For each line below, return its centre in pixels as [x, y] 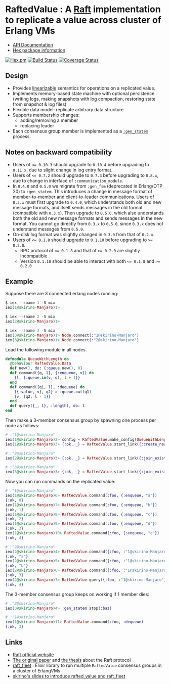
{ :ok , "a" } [17, 556]
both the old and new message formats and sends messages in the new [88, 218]
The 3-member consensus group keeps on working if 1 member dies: [77, 594]
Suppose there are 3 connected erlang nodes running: [62, 294]
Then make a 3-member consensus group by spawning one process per [81, 420]
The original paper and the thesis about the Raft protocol [72, 660]
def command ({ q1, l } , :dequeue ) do [47, 387]
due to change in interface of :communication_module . [68, 180]
